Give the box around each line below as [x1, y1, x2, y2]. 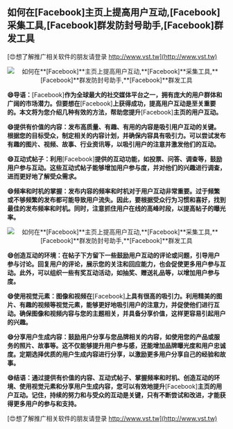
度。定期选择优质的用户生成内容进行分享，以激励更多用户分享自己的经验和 [7, 350, 220, 358]
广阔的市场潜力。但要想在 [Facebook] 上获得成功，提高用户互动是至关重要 [7, 99, 216, 108]
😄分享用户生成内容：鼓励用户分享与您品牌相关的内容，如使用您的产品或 [7, 333, 214, 341]
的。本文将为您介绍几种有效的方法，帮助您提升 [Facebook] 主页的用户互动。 [7, 108, 223, 116]
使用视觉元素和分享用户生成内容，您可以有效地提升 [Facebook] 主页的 [19, 382, 216, 390]
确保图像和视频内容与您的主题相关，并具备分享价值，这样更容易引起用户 [19, 309, 226, 317]
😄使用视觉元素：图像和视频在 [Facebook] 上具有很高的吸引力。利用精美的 [7, 292, 216, 300]
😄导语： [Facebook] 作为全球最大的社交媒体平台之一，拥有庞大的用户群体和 [7, 90, 223, 99]
